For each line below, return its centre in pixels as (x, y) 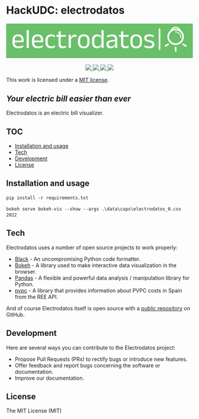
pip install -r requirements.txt (47, 198)
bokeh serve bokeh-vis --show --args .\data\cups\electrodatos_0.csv (94, 209)
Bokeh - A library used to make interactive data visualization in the (95, 265)
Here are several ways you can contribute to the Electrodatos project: (91, 347)
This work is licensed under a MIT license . (58, 80)
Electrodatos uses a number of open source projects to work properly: (92, 247)
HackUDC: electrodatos (65, 10)
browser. (25, 271)
